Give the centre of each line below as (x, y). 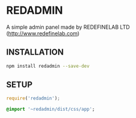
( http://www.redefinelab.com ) (43, 33)
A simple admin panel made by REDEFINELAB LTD (68, 27)
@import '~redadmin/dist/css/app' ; (51, 109)
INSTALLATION (35, 52)
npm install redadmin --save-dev (48, 66)
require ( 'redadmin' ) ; (33, 99)
